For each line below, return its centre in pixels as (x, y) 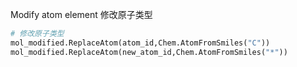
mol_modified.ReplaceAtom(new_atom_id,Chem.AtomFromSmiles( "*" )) (149, 52)
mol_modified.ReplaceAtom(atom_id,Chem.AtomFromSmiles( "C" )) (140, 43)
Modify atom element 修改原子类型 (81, 14)
